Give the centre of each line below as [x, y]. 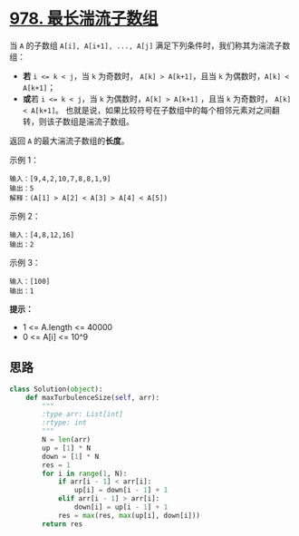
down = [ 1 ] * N [71, 456]
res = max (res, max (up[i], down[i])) [129, 515]
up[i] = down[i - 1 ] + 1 [121, 491]
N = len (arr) [67, 440]
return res [63, 524]
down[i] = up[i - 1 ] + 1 [121, 507]
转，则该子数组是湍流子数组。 [78, 121]
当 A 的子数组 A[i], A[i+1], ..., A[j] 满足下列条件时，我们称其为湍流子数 [150, 45]
